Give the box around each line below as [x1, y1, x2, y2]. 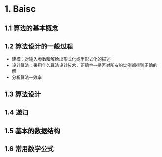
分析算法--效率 [11, 74, 42, 80]
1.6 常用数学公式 [4, 144, 54, 153]
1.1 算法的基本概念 [4, 24, 59, 32]
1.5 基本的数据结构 [4, 126, 60, 135]
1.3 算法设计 [4, 90, 41, 98]
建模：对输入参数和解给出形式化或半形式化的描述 [11, 56, 111, 62]
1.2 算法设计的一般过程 [4, 42, 73, 50]
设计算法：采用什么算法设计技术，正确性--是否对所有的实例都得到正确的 [11, 62, 158, 68]
